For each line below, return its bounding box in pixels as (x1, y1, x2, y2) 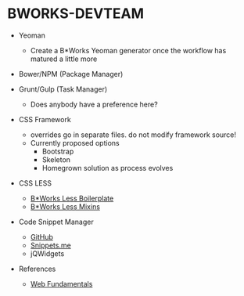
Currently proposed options (30, 138, 120, 147)
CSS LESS (18, 178, 52, 188)
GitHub (30, 232, 54, 241)
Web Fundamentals (30, 279, 93, 288)
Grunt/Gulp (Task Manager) (18, 84, 108, 94)
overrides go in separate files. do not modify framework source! (30, 130, 236, 139)
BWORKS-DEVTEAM (7, 5, 144, 23)
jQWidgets (30, 248, 65, 258)
